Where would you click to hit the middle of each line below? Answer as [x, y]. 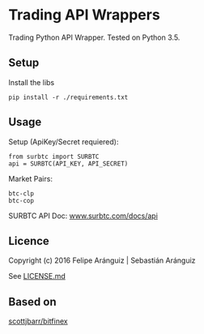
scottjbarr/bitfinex [38, 321]
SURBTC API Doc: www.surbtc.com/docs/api [83, 216]
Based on [32, 302]
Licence [29, 241]
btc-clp [21, 193]
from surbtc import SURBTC [54, 156]
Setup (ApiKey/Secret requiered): [64, 141]
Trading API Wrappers [84, 15]
